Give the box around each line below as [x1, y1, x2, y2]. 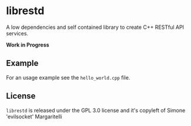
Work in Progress [6, 41, 49, 48]
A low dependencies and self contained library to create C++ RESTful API [6, 24, 184, 31]
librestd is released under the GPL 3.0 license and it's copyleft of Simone [6, 107, 186, 114]
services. [6, 29, 28, 37]
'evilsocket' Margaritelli [6, 113, 63, 120]
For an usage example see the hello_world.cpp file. [6, 74, 130, 81]
